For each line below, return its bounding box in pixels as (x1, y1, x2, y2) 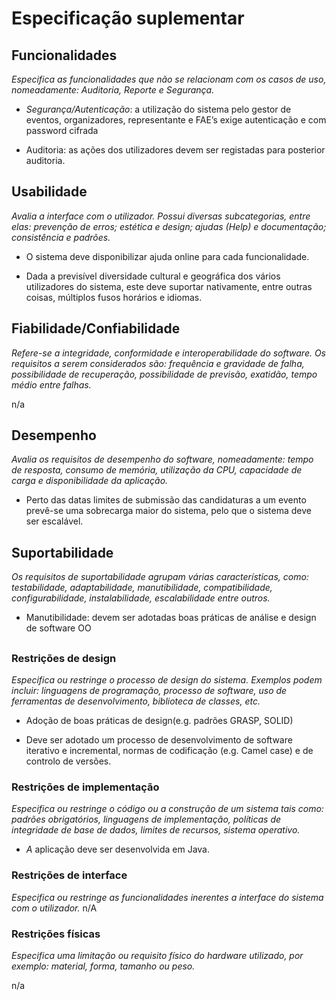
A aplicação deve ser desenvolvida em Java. (25, 843, 210, 856)
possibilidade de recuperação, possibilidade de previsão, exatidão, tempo (11, 368, 318, 380)
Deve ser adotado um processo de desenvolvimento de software (25, 734, 293, 746)
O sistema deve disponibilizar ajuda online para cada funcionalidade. (25, 250, 310, 262)
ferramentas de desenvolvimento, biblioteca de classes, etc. (11, 695, 261, 707)
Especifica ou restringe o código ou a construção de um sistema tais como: (11, 803, 324, 815)
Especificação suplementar (11, 7, 245, 30)
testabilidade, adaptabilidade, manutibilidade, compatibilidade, (11, 582, 273, 594)
